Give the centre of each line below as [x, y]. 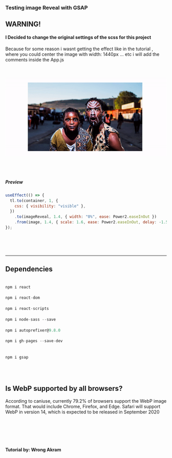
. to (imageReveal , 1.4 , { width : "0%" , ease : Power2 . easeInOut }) [86, 217]
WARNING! [23, 24]
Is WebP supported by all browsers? [64, 389]
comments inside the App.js [35, 59]
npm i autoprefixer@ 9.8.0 [33, 330]
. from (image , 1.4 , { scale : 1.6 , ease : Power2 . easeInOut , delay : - [88, 222]
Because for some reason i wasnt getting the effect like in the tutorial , [79, 49]
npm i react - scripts [27, 309]
